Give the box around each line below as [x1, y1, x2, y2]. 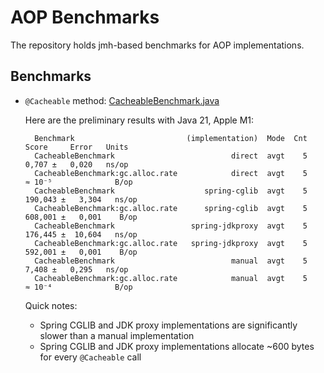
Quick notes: [24, 299, 78, 311]
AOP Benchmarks [10, 6, 160, 29]
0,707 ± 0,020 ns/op [24, 159, 129, 170]
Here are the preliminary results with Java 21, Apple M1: [24, 114, 255, 126]
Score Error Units [24, 142, 129, 152]
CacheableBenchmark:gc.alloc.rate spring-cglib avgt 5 [34, 203, 308, 213]
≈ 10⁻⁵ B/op [24, 177, 133, 187]
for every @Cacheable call [39, 351, 142, 363]
